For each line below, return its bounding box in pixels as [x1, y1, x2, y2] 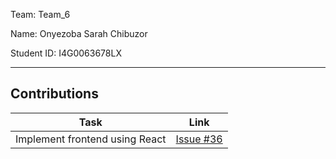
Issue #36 [175, 132, 223, 146]
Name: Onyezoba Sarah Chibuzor [10, 28, 148, 39]
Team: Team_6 [10, 9, 71, 20]
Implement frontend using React [15, 132, 167, 146]
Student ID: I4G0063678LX [10, 47, 122, 59]
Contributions [10, 85, 99, 103]
